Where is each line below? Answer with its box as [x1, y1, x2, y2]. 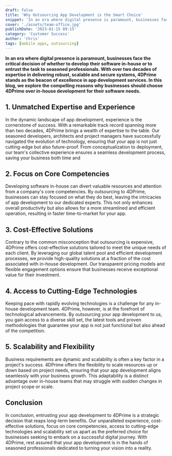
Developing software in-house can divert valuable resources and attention [5, 183, 162, 189]
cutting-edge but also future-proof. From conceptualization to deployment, [5, 143, 163, 150]
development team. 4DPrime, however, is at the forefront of [19, 306, 145, 312]
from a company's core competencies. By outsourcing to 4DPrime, [5, 189, 146, 195]
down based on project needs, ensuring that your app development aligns [5, 367, 161, 373]
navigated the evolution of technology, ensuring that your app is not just [5, 138, 157, 144]
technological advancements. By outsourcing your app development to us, [5, 312, 162, 317]
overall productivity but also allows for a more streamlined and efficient [5, 205, 155, 211]
